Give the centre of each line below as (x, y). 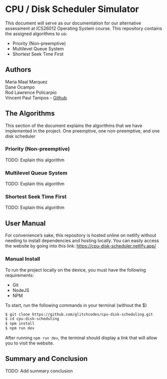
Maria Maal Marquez (26, 81)
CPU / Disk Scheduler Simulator (72, 9)
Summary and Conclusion (46, 359)
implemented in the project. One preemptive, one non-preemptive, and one (82, 130)
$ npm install (20, 323)
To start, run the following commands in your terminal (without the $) (76, 305)
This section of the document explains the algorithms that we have (74, 125)
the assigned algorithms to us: (36, 33)
